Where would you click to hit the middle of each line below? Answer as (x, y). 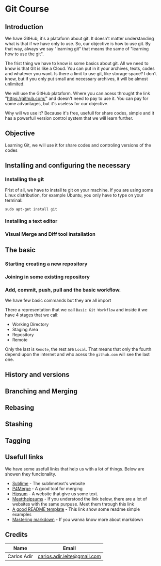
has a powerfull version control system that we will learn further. (69, 118)
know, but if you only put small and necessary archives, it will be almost (76, 79)
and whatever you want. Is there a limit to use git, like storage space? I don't (81, 73)
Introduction (24, 27)
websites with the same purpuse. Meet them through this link (73, 504)
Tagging (18, 441)
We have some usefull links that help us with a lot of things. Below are (75, 469)
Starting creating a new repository (46, 264)
